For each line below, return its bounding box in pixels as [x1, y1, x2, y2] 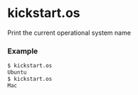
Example [7, 46, 38, 56]
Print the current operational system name [7, 28, 132, 37]
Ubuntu [7, 69, 27, 76]
